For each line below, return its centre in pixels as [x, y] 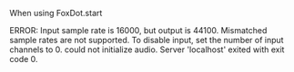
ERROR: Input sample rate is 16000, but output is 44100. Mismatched [138, 30]
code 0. [24, 59]
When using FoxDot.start [56, 13]
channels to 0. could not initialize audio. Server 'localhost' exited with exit [147, 49]
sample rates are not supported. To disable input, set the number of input [147, 40]
